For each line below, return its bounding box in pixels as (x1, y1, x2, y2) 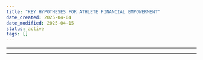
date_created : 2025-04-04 (6, 14, 71, 20)
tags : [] (6, 31, 28, 37)
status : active (6, 25, 45, 32)
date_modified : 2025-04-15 (6, 20, 74, 26)
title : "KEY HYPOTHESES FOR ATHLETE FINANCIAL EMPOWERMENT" (6, 8, 161, 15)
